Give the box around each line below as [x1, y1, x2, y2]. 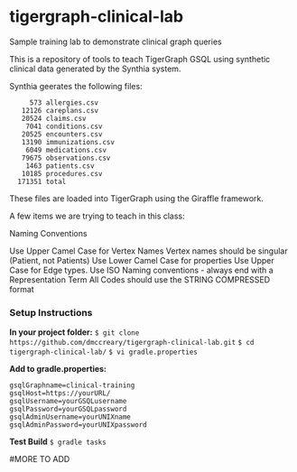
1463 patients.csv [25, 161, 95, 171]
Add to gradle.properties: [9, 364, 107, 375]
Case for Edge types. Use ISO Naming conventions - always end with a [9, 264, 274, 275]
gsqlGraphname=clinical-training [9, 381, 135, 390]
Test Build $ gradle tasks [9, 436, 107, 448]
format [9, 283, 34, 294]
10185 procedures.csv [21, 169, 103, 178]
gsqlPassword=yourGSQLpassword [9, 404, 127, 414]
